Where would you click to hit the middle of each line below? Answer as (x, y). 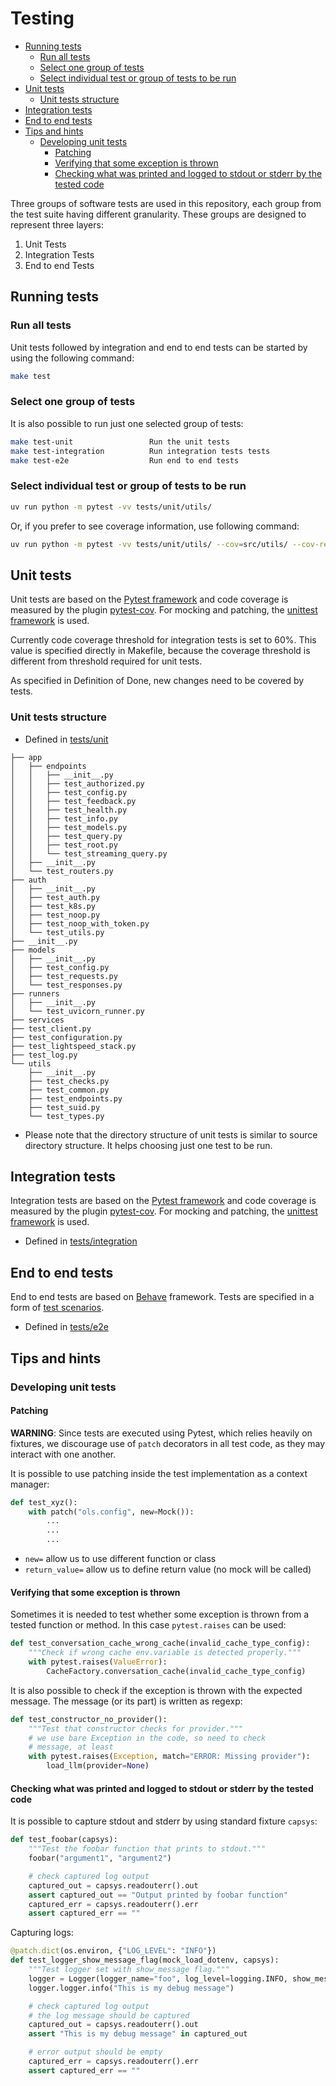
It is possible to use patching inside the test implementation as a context (159, 1473)
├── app (26, 757)
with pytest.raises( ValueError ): (98, 1662)
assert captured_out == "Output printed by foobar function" (158, 1895)
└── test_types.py (66, 1116)
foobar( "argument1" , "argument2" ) (100, 1858)
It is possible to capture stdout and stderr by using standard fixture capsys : (164, 1821)
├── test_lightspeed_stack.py (73, 1046)
